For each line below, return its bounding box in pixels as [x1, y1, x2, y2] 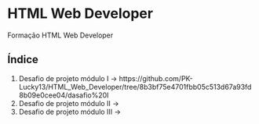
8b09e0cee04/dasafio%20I [18, 90, 109, 100]
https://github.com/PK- [119, 73, 193, 83]
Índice [7, 53, 38, 66]
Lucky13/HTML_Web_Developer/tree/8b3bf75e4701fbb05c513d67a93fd [18, 82, 252, 91]
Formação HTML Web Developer [7, 30, 114, 40]
